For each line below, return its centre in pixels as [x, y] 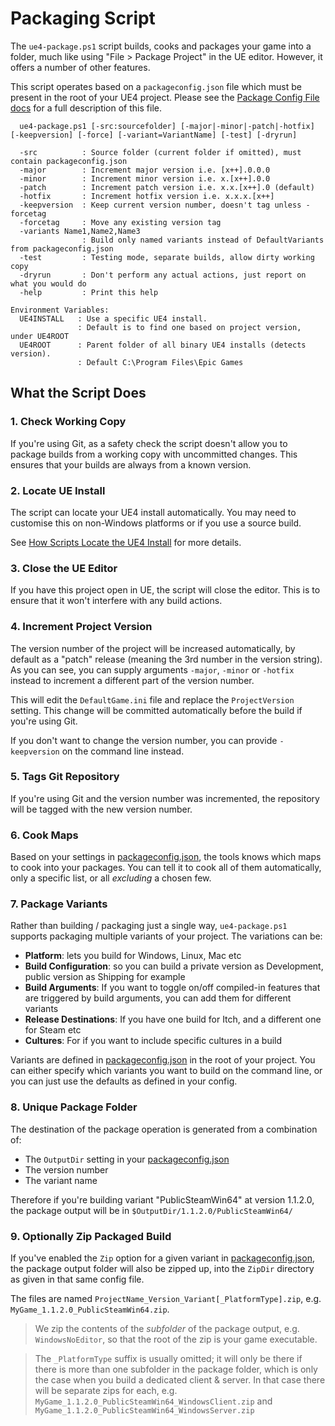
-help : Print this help [89, 292]
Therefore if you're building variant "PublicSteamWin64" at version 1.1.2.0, [162, 1199]
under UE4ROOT [40, 336]
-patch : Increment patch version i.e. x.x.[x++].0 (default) [167, 187]
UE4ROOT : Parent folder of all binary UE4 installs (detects [163, 345]
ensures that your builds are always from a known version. [131, 464]
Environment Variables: [60, 310]
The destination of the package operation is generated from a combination [164, 1129]
